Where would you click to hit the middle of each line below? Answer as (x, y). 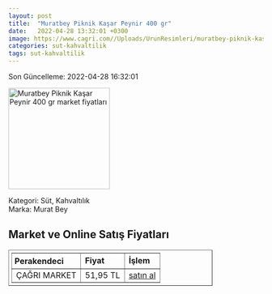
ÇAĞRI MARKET (46, 275)
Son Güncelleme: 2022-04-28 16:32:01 (74, 77)
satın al (142, 275)
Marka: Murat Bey (38, 209)
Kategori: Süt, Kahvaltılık (49, 200)
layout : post (30, 16)
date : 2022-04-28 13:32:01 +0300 (68, 31)
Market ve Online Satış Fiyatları (89, 234)
